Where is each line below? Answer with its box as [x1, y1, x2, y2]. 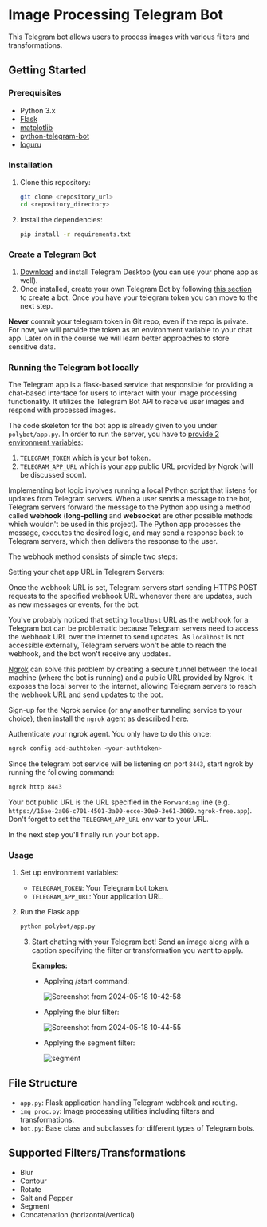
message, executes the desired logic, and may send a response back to [8, 528, 245, 537]
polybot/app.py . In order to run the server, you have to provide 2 [8, 429, 220, 439]
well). [19, 275, 38, 285]
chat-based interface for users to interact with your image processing [8, 388, 238, 398]
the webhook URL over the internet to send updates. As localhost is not [8, 632, 245, 642]
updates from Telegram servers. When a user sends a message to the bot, [8, 494, 253, 504]
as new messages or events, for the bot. [8, 600, 141, 609]
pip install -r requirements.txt [19, 230, 132, 238]
